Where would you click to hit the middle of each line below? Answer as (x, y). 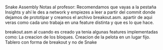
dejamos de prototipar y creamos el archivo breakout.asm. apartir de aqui (79, 17)
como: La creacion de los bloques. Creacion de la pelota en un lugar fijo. (78, 37)
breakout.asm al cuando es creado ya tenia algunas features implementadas (81, 32)
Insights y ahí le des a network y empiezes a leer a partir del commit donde (80, 12)
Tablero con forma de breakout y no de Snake (51, 42)
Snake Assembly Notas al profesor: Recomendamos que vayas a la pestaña (81, 7)
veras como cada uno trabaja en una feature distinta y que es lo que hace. (80, 22)
